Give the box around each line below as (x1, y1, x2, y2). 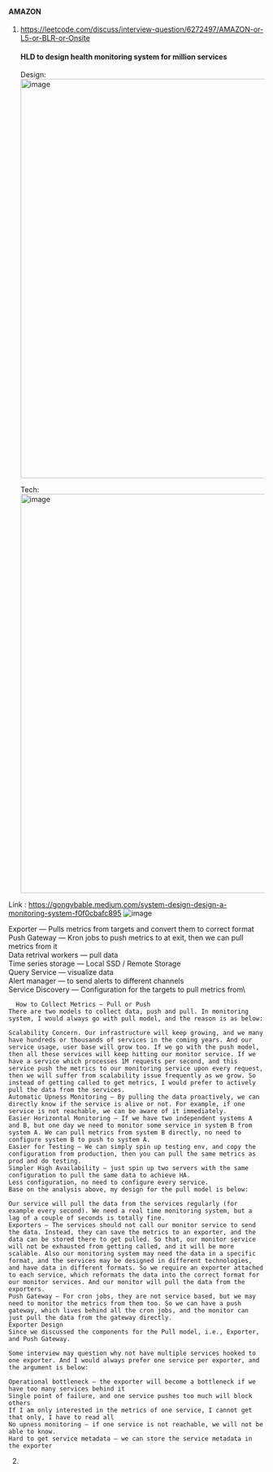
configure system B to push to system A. (8, 1136, 151, 1144)
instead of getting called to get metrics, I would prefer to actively (8, 1079, 256, 1087)
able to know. (8, 1428, 57, 1436)
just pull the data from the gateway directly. (8, 1314, 173, 1322)
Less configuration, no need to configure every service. (8, 1178, 209, 1187)
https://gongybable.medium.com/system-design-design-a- (28, 900, 227, 910)
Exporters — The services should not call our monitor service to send (8, 1221, 256, 1230)
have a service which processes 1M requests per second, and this (8, 1058, 238, 1066)
